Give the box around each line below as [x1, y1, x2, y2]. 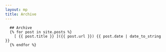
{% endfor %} [9, 42, 37, 47]
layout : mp [5, 7, 28, 12]
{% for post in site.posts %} [9, 29, 72, 34]
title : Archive [5, 12, 37, 17]
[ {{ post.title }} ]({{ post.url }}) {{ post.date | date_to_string [14, 34, 162, 39]
